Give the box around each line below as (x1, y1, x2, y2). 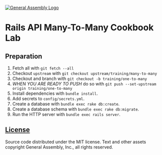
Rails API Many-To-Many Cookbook (5, 22, 154, 33)
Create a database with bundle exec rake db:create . (12, 101, 120, 107)
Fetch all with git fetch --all (12, 65, 74, 71)
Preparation (5, 52, 42, 60)
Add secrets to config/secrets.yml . (12, 96, 85, 101)
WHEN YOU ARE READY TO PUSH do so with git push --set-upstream (12, 81, 157, 86)
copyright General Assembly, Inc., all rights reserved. (5, 144, 114, 150)
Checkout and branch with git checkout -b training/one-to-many (12, 76, 147, 81)
